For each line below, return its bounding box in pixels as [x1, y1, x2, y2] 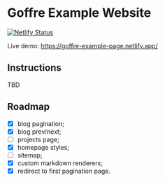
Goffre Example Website [7, 5, 152, 21]
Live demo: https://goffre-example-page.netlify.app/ [7, 41, 159, 50]
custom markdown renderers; [17, 159, 103, 167]
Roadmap [7, 101, 50, 113]
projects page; [17, 135, 59, 143]
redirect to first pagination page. [17, 167, 110, 175]
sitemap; [17, 150, 43, 159]
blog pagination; [17, 119, 65, 127]
